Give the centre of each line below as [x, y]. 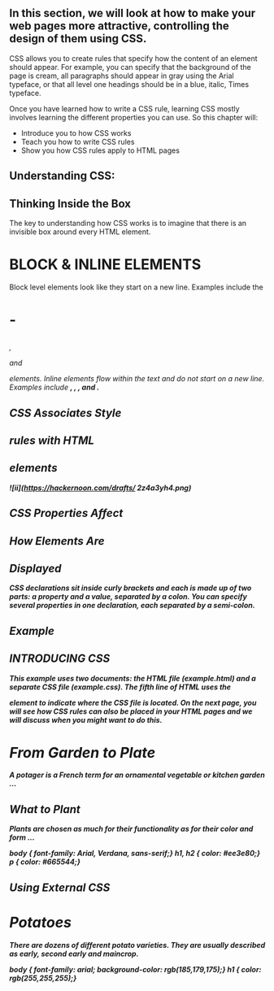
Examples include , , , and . [54, 387]
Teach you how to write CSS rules [78, 141]
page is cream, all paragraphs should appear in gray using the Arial [122, 76]
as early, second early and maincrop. [74, 954]
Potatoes [41, 922]
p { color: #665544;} [45, 862]
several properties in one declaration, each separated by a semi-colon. [132, 606]
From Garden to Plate [83, 752]
